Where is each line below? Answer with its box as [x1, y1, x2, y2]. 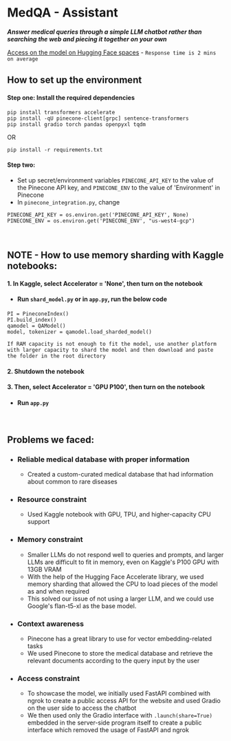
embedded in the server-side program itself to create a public [27, 718, 202, 727]
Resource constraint [16, 494, 87, 504]
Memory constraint [16, 535, 83, 545]
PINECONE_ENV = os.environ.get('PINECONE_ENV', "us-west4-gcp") [7, 217, 195, 225]
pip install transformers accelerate [7, 109, 115, 116]
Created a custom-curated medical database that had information [27, 470, 214, 478]
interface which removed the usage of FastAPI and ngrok [27, 726, 189, 734]
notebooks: [7, 260, 57, 272]
